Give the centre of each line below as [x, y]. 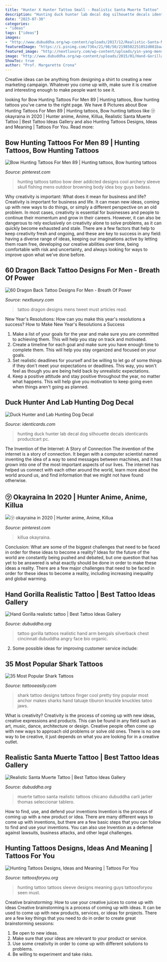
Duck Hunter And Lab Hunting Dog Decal [70, 403]
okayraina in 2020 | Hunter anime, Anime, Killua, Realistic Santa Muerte [78, 116]
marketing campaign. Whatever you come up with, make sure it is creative [81, 85]
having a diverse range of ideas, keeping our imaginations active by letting [81, 239]
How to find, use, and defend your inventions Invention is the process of [79, 811]
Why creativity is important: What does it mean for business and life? [76, 196]
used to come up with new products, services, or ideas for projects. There [81, 913]
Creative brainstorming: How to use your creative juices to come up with [79, 902]
